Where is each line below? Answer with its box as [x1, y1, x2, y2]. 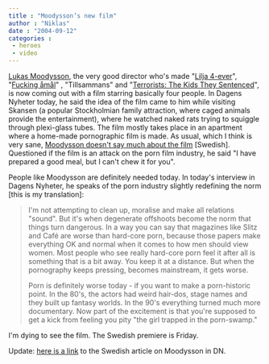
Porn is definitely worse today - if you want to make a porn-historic [27, 281, 251, 290]
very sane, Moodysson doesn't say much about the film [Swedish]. [8, 140, 231, 149]
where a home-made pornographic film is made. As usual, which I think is [8, 131, 253, 141]
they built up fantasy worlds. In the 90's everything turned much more [27, 298, 261, 307]
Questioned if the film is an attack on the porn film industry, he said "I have [8, 148, 256, 158]
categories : [8, 34, 52, 43]
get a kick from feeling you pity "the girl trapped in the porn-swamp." [27, 315, 258, 325]
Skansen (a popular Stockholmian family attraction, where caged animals [8, 105, 251, 115]
